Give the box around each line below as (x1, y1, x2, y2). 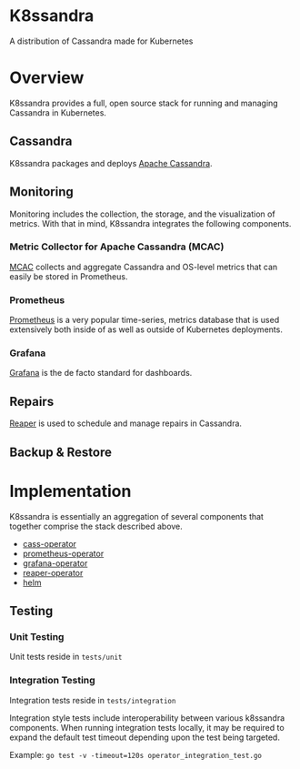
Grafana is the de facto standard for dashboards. (9, 368, 193, 379)
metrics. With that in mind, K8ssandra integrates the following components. (9, 218, 292, 228)
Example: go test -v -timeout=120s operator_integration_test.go (9, 749, 262, 760)
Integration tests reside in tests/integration (9, 694, 176, 705)
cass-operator (22, 538, 77, 549)
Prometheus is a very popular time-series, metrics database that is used (9, 315, 280, 326)
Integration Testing (9, 674, 95, 687)
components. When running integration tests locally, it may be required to (9, 722, 285, 733)
